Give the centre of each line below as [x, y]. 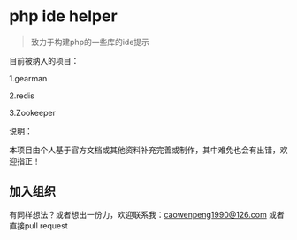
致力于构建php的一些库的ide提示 [90, 42]
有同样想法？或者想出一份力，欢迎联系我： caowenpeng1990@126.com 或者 [147, 214]
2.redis [22, 96]
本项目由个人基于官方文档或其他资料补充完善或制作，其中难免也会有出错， [145, 150]
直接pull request [38, 225]
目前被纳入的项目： [44, 60]
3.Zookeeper [32, 112]
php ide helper [63, 16]
